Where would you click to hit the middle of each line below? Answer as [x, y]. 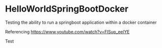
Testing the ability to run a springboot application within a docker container [81, 22]
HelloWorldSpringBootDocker [67, 9]
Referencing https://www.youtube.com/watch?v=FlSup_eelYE [67, 32]
